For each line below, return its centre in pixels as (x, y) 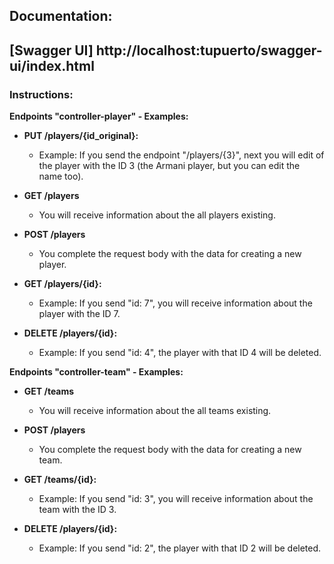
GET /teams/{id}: (60, 480)
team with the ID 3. (77, 510)
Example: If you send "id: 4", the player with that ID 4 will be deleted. (180, 353)
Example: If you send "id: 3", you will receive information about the (176, 499)
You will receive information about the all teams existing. (155, 411)
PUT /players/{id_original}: (81, 136)
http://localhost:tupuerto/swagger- (209, 50)
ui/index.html (52, 65)
